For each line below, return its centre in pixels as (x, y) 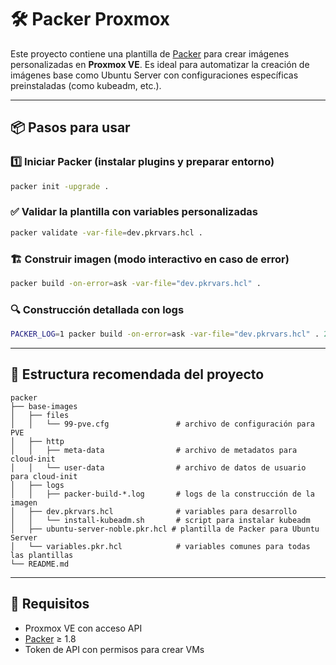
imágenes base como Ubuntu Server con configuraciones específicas (154, 75)
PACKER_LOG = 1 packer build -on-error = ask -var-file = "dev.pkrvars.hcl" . (165, 334)
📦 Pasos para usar (70, 127)
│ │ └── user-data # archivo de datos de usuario (158, 467)
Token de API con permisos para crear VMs (114, 649)
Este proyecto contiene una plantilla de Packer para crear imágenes (150, 53)
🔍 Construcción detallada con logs (97, 309)
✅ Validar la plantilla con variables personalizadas (134, 212)
